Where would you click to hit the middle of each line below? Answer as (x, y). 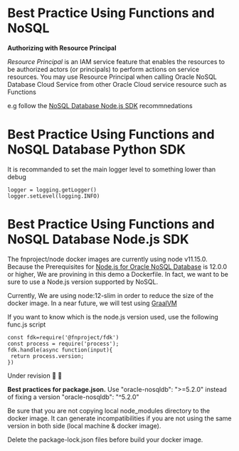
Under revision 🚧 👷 (35, 376)
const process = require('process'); (63, 344)
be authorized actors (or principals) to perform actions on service (103, 69)
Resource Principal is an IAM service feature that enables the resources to (116, 61)
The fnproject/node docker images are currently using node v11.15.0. (107, 259)
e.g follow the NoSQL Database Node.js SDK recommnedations (100, 105)
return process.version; (47, 356)
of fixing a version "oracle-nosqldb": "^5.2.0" (74, 397)
